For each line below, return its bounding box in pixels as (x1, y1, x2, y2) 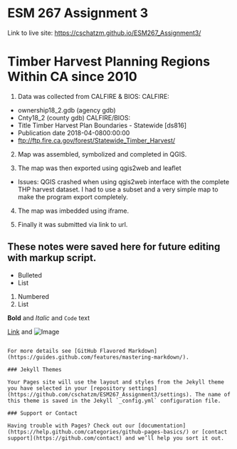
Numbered (17, 292, 50, 300)
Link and (7, 327, 33, 336)
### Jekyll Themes (7, 366, 62, 373)
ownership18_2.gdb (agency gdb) (17, 105, 116, 115)
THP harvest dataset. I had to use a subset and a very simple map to (17, 185, 218, 194)
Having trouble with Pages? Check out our (7, 422, 135, 429)
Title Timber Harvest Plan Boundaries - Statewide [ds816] (17, 121, 187, 130)
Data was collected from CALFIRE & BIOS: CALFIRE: (17, 92, 169, 100)
